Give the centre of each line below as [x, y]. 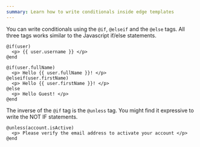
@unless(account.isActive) [40, 128]
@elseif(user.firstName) [37, 78]
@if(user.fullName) [31, 67]
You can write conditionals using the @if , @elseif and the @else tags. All [96, 29]
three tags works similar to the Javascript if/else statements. [82, 35]
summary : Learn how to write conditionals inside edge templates [90, 12]
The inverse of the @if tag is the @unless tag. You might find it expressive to [100, 110]
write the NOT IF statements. [42, 117]
